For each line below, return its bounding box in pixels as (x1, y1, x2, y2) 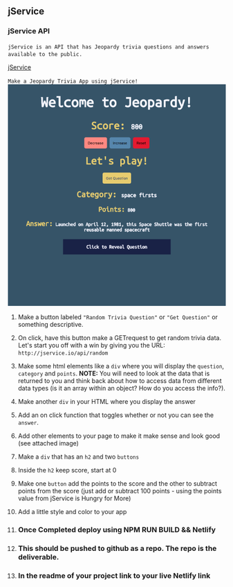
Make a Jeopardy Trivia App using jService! (8, 78, 138, 85)
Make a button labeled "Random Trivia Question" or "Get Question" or (17, 313, 218, 321)
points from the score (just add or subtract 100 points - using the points (17, 487, 222, 495)
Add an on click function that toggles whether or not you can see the (17, 411, 214, 419)
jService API (8, 26, 50, 36)
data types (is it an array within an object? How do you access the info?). (17, 384, 225, 392)
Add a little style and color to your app (17, 508, 127, 516)
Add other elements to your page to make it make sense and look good (17, 432, 221, 440)
